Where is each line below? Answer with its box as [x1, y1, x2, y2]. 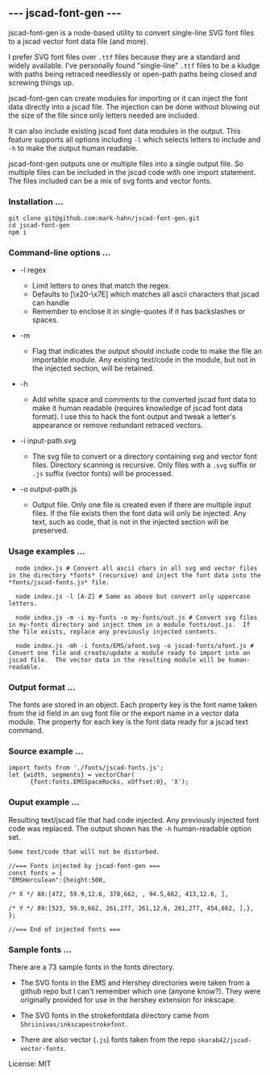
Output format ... [8, 681, 76, 692]
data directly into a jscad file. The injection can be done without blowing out [8, 102, 260, 111]
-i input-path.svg [19, 436, 77, 446]
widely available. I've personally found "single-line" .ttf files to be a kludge [8, 60, 260, 70]
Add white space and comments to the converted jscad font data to [31, 395, 256, 405]
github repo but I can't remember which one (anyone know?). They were [19, 986, 261, 996]
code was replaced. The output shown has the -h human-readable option [8, 824, 252, 833]
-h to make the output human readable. [8, 143, 139, 152]
